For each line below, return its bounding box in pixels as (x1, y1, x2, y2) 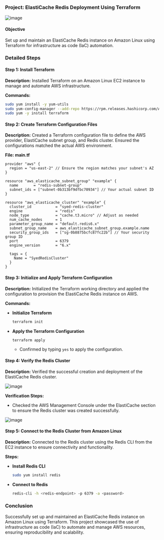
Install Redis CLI (12, 463, 45, 469)
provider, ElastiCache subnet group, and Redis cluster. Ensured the (5, 138, 140, 143)
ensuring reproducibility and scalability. (5, 529, 84, 535)
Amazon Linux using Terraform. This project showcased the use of (5, 518, 139, 525)
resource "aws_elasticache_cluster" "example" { (5, 200, 106, 205)
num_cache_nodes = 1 (9, 217, 62, 222)
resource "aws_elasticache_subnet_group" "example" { (5, 179, 117, 184)
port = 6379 (9, 239, 69, 244)
